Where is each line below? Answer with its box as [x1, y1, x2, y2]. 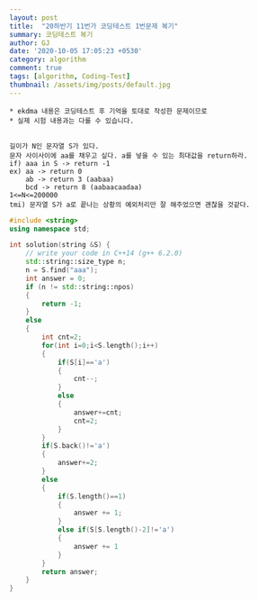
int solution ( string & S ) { [9, 241, 111, 250]
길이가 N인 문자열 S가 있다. [9, 141, 100, 150]
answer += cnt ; [73, 407, 123, 417]
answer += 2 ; [57, 459, 99, 468]
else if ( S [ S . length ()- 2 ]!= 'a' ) [57, 525, 175, 534]
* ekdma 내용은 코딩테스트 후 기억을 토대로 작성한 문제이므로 [9, 106, 208, 115]
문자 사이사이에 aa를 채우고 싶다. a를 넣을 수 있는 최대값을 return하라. [9, 150, 248, 160]
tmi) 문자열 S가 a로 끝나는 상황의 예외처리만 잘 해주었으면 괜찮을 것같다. [9, 200, 251, 209]
